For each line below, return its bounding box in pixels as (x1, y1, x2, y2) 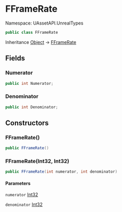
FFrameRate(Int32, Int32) (5, 158, 69, 165)
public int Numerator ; (5, 81, 54, 86)
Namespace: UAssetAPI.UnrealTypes (5, 20, 84, 26)
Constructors (5, 119, 49, 127)
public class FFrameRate (5, 30, 58, 35)
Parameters (5, 180, 31, 186)
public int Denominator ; (5, 104, 58, 110)
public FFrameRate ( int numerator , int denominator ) (5, 169, 117, 174)
